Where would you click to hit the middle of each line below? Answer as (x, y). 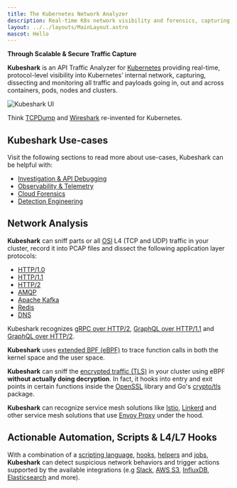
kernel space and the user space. (56, 357)
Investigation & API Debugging (62, 179)
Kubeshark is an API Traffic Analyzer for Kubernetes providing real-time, (114, 67)
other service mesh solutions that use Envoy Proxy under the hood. (106, 415)
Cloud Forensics (42, 194)
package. (21, 394)
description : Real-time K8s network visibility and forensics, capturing (119, 21)
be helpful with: (30, 165)
